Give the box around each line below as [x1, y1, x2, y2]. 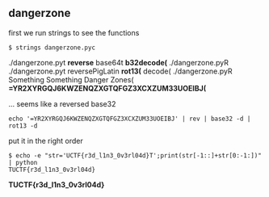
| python [8, 158, 38, 166]
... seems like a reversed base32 [8, 98, 116, 108]
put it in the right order [8, 136, 83, 145]
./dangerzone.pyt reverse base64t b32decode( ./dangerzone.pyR [8, 57, 229, 67]
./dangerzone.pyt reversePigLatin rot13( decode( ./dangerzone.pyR [8, 66, 233, 76]
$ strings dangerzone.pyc [8, 44, 95, 52]
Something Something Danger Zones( [8, 74, 135, 84]
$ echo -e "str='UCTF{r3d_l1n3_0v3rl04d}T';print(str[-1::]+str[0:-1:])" [8, 151, 263, 160]
